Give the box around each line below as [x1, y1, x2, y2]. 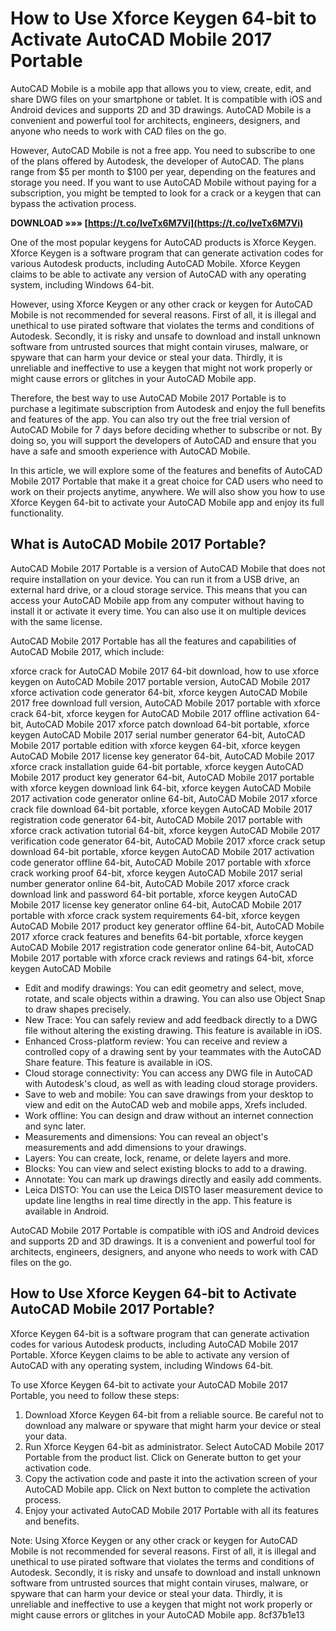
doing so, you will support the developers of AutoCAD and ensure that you [10, 434, 317, 446]
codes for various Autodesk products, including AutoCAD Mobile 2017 [10, 1338, 299, 1350]
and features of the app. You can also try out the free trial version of [10, 413, 291, 425]
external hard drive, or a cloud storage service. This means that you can [10, 583, 308, 596]
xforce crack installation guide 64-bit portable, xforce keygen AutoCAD [10, 760, 304, 772]
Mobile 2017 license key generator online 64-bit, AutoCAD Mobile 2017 [10, 898, 302, 911]
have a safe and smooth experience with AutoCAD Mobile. [10, 445, 251, 457]
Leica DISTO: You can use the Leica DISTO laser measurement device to [24, 1183, 323, 1196]
